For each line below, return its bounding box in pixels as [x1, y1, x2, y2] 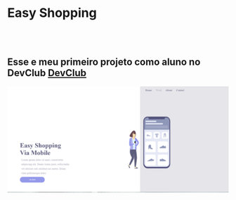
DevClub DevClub [7, 67, 86, 79]
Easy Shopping [7, 5, 97, 21]
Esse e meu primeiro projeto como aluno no [7, 56, 201, 68]
